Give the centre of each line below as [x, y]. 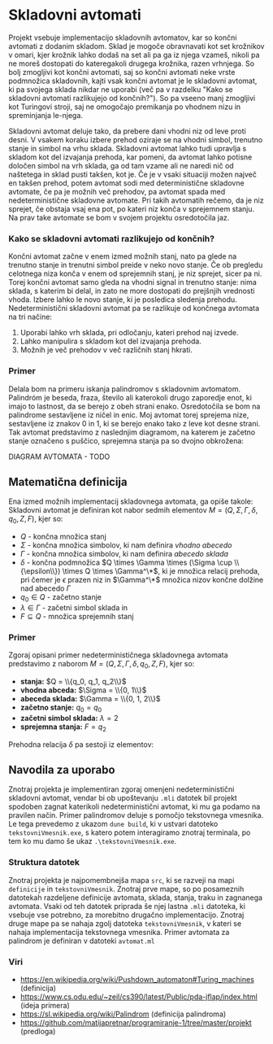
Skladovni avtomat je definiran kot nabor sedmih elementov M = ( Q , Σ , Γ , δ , [133, 510]
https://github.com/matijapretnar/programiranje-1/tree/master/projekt [136, 1023]
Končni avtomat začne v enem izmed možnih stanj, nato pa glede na [123, 256]
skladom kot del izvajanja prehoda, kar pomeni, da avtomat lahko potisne [130, 157]
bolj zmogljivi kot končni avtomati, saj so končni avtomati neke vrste [122, 72]
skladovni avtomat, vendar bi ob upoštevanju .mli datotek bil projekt [123, 798]
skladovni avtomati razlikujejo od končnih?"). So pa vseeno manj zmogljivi [132, 98]
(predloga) [38, 1032]
